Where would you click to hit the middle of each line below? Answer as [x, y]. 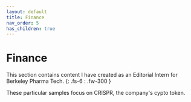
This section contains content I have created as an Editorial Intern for [92, 75]
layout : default [27, 12]
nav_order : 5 [23, 23]
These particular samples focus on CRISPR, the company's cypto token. [96, 93]
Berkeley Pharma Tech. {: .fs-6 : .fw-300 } [59, 81]
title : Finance [25, 17]
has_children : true [31, 28]
